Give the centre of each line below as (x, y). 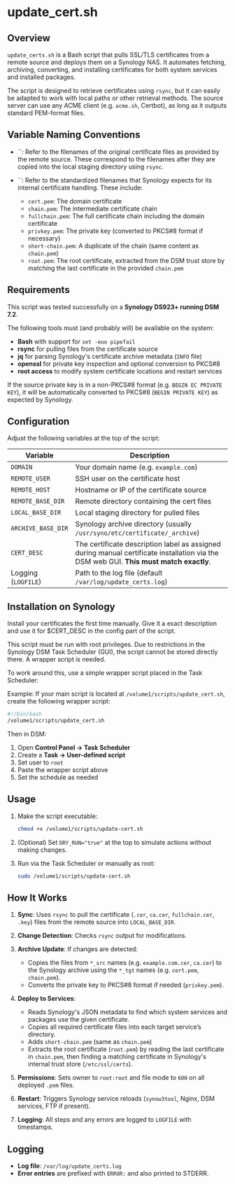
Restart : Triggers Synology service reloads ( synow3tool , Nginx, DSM (116, 1099)
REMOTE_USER (31, 479)
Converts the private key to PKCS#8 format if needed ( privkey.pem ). (126, 985)
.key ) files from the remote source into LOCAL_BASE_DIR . (97, 922)
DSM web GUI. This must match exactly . (143, 562)
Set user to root (40, 762)
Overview (29, 38)
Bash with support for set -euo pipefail (76, 341)
